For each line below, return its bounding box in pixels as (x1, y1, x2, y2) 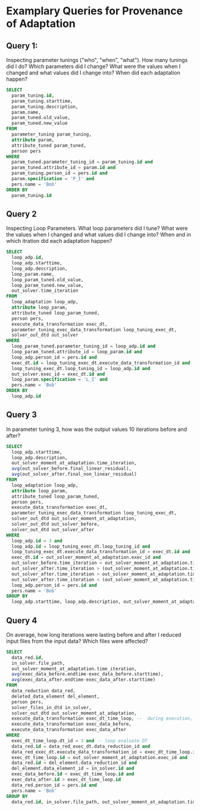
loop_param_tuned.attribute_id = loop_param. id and (11, 349, 143, 355)
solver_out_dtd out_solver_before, (11, 521, 100, 527)
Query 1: (6, 41, 38, 51)
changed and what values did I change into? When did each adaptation (6, 69, 180, 76)
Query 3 (6, 410, 37, 420)
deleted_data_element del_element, (11, 693, 100, 699)
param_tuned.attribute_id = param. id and (11, 165, 116, 171)
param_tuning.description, (11, 103, 79, 110)
